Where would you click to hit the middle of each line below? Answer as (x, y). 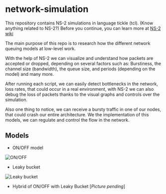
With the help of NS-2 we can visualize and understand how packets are (79, 58)
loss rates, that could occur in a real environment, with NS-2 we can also (80, 89)
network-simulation (47, 9)
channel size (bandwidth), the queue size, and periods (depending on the (80, 69)
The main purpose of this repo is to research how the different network (78, 43)
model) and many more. (30, 74)
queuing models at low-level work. (41, 48)
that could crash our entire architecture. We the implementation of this (77, 114)
